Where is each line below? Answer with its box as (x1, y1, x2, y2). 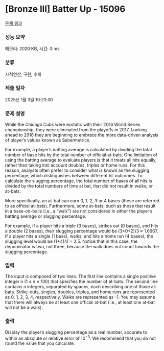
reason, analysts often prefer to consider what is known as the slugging (5, 167, 149, 173)
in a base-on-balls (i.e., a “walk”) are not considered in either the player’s (5, 208, 153, 214)
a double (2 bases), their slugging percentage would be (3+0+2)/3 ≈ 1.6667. (5, 228, 158, 234)
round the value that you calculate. (5, 340, 75, 346)
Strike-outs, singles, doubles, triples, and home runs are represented (16, 289, 155, 295)
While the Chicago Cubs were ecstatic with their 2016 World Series (5, 121, 141, 128)
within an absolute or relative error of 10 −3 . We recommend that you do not (5, 334, 156, 341)
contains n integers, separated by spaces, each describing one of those (5, 284, 150, 290)
